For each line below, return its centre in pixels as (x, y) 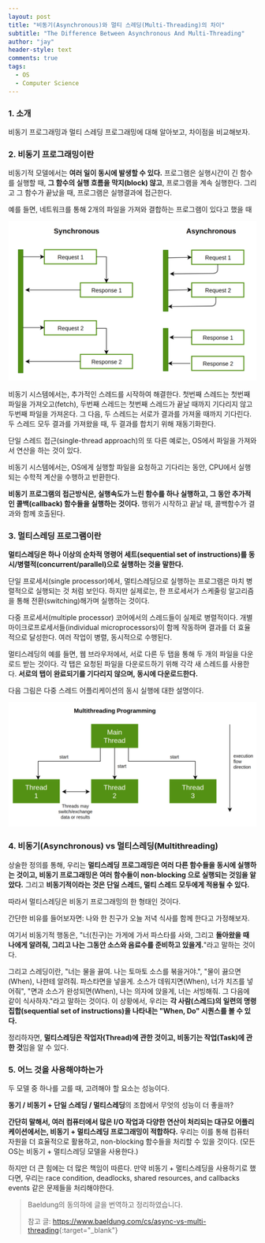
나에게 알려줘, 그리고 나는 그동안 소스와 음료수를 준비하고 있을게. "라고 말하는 (124, 944)
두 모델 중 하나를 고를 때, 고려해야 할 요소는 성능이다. (89, 1088)
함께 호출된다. (44, 513)
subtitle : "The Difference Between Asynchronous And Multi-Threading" (127, 33)
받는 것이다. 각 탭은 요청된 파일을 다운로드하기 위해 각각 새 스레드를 (125, 664)
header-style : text (40, 50)
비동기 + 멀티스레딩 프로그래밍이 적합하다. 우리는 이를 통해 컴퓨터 (150, 1131)
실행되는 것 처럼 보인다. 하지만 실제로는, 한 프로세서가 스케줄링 (131, 591)
